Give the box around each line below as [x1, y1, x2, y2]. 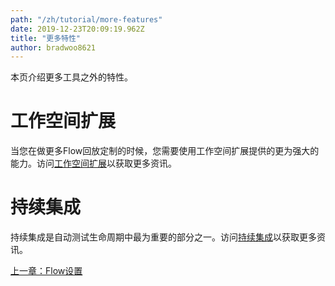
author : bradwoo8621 [10, 42, 97, 53]
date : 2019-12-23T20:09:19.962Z [10, 24, 145, 34]
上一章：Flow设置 [10, 265, 83, 277]
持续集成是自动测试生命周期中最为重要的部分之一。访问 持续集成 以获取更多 [10, 231, 317, 243]
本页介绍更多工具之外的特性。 [10, 71, 133, 83]
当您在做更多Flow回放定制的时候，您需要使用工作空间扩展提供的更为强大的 [10, 145, 320, 157]
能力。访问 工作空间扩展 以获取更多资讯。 [10, 157, 177, 170]
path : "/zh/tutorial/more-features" [10, 14, 163, 25]
